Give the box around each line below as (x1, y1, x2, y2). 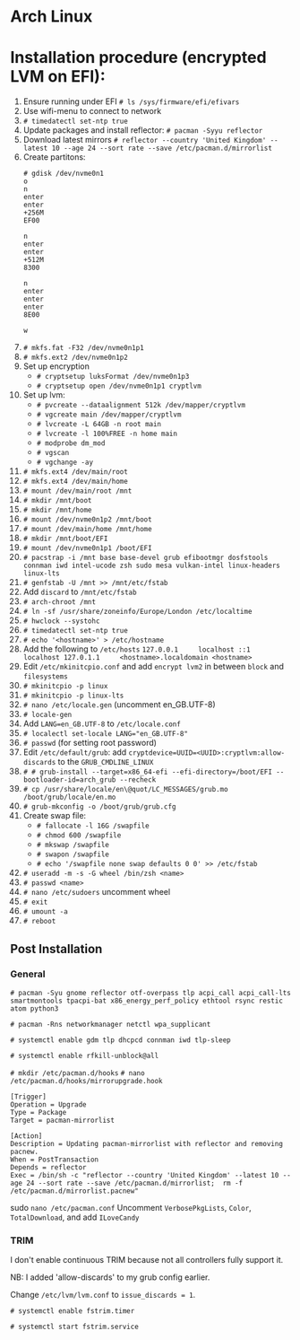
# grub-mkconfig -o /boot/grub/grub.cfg (22, 802, 176, 811)
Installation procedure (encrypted (10, 48, 267, 68)
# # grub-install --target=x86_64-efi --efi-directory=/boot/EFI (22, 767, 272, 777)
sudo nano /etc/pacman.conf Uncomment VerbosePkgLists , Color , (10, 1202, 252, 1213)
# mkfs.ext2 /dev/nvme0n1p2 (22, 353, 128, 363)
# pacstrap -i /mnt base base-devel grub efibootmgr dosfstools (22, 554, 269, 563)
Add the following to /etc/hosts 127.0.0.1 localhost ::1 (22, 644, 251, 654)
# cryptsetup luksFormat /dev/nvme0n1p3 (36, 372, 190, 381)
